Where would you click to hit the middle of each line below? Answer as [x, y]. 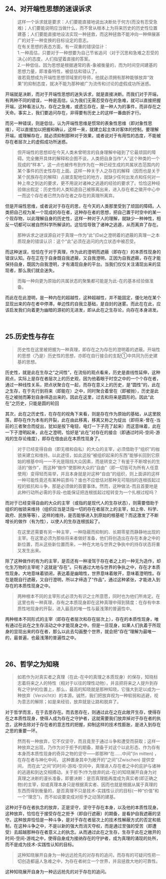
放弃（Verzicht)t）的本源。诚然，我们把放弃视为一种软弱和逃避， [88, 695]
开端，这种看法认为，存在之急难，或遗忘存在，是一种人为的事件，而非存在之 [83, 106]
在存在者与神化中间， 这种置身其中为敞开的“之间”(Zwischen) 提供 [84, 760]
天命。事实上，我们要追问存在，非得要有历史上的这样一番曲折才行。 [74, 112]
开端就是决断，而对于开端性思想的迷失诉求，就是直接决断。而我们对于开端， [83, 94]
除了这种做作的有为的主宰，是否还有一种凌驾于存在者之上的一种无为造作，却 [83, 561]
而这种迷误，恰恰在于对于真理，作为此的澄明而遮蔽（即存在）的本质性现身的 [83, 252]
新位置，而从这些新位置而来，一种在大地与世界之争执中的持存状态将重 [89, 544]
